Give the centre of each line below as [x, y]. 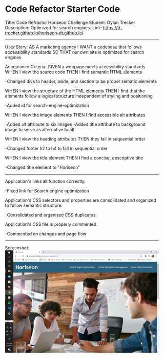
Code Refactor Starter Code [62, 9]
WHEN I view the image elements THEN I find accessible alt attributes [75, 115]
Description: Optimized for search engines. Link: [54, 27]
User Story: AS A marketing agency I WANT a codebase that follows [73, 47]
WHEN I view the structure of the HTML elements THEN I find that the [75, 91]
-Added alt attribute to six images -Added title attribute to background [75, 124]
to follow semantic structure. [34, 205]
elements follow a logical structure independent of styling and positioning [79, 96]
